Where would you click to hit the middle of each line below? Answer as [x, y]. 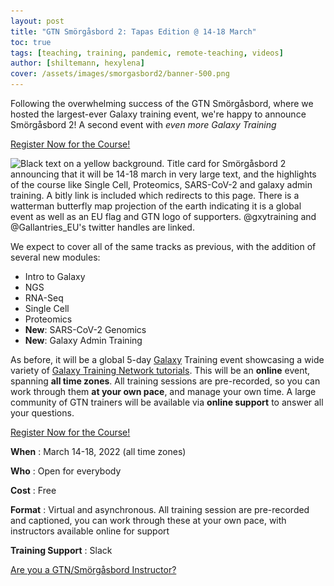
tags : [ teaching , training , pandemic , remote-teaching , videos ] [147, 53]
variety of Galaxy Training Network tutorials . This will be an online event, [160, 370]
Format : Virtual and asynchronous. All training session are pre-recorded [160, 509]
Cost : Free [33, 490]
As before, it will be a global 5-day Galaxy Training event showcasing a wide [167, 359]
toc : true [31, 42]
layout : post [37, 21]
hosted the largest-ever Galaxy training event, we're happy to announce [158, 114]
